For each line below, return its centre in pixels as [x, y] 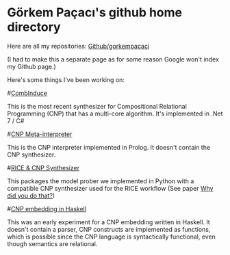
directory [34, 27]
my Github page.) [31, 66]
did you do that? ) [31, 196]
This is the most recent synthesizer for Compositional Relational [97, 106]
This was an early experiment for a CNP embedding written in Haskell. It [108, 222]
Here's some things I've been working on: [66, 79]
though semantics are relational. [52, 243]
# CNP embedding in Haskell [47, 209]
